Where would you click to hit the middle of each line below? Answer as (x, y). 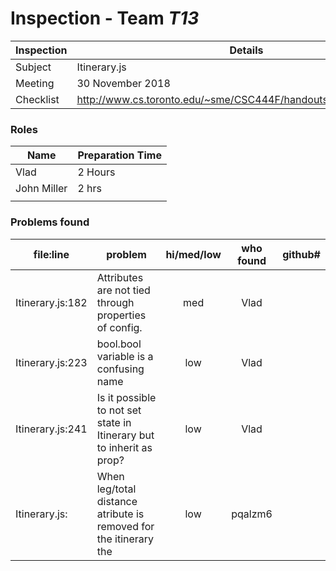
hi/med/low (193, 254)
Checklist (37, 99)
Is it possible (126, 397)
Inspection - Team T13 (105, 18)
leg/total (116, 489)
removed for (125, 526)
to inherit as (124, 447)
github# (301, 254)
